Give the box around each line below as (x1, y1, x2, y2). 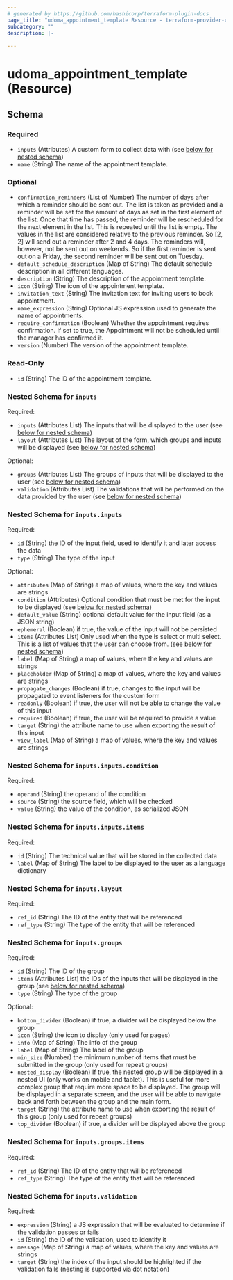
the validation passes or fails (17, 1228, 99, 1236)
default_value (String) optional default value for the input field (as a (17, 610, 212, 619)
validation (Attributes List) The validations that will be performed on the (17, 484, 225, 493)
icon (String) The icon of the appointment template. (17, 282, 164, 290)
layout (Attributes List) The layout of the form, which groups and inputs (17, 436, 222, 444)
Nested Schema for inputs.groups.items (7, 1137, 144, 1147)
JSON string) (17, 617, 55, 626)
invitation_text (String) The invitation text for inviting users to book (17, 290, 214, 298)
